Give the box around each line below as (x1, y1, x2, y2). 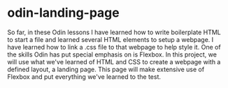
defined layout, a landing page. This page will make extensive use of (7, 65, 205, 73)
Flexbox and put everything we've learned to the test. (7, 72, 162, 81)
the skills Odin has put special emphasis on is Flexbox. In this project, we (7, 50, 217, 59)
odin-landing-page (7, 5, 120, 21)
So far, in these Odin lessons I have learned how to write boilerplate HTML (7, 28, 222, 36)
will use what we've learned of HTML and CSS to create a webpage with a (7, 57, 221, 66)
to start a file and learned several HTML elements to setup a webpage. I (7, 35, 214, 43)
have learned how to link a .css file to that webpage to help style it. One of (7, 43, 222, 51)
